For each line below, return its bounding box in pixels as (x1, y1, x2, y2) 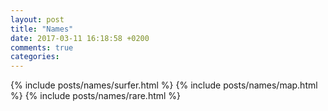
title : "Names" (10, 24, 74, 34)
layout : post (10, 14, 65, 25)
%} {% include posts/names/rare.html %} (10, 90, 182, 102)
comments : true (10, 42, 74, 53)
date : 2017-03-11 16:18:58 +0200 (10, 33, 150, 43)
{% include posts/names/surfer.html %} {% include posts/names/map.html (10, 79, 318, 91)
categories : (10, 52, 60, 62)
